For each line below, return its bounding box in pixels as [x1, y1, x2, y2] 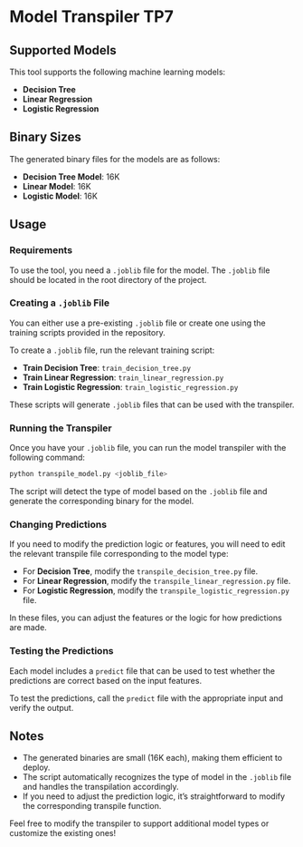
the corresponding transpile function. [22, 801, 162, 812]
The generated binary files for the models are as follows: [9, 153, 221, 164]
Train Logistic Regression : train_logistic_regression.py [22, 381, 239, 392]
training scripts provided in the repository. [9, 326, 166, 337]
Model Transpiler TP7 [9, 6, 174, 27]
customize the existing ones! [9, 828, 117, 839]
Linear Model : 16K [22, 180, 92, 191]
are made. [9, 622, 47, 633]
